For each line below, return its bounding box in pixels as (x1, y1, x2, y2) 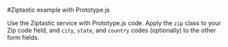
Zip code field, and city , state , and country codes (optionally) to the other (7, 27, 216, 34)
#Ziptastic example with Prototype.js (7, 6, 111, 14)
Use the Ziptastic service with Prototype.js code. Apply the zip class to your (7, 19, 221, 27)
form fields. (7, 33, 40, 42)
